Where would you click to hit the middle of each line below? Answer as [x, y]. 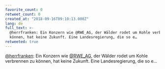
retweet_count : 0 [23, 14]
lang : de [14, 23]
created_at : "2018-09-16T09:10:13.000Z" [47, 19]
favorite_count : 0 [24, 10]
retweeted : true [22, 42]
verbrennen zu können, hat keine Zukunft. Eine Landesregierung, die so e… [81, 61]
